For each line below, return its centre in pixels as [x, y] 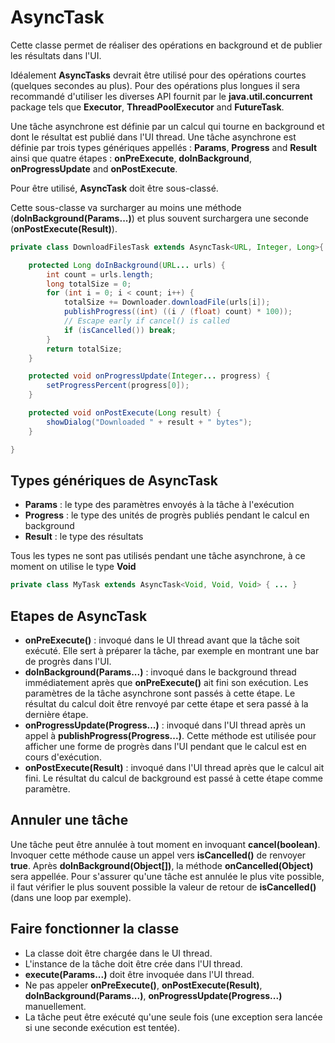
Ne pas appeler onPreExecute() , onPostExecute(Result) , [143, 985]
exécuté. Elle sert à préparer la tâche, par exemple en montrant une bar [172, 651]
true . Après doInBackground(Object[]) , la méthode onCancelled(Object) [162, 865]
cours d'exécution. [63, 757]
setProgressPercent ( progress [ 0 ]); [118, 386]
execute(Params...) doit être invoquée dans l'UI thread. [139, 974]
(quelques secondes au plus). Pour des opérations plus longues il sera [155, 85]
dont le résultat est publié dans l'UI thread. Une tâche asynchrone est [153, 137]
